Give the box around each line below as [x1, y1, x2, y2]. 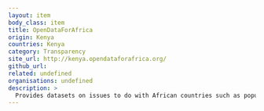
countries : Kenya [8, 41, 65, 48]
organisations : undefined [8, 77, 93, 84]
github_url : [8, 63, 47, 70]
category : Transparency [8, 48, 86, 55]
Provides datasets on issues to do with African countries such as [15, 91, 241, 99]
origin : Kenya [8, 33, 55, 41]
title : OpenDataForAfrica [8, 26, 93, 34]
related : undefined [8, 70, 72, 77]
